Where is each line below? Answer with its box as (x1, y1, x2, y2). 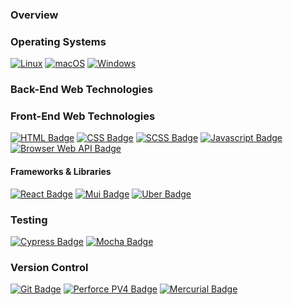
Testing (10, 213, 48, 227)
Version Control (10, 260, 89, 274)
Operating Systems (10, 34, 107, 48)
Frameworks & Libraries (10, 166, 112, 178)
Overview (10, 8, 59, 22)
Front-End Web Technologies (10, 109, 156, 123)
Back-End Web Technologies (10, 83, 154, 97)
